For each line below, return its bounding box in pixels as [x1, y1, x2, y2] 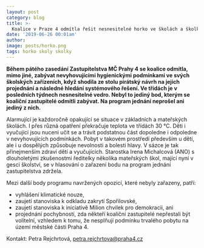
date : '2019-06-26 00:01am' [6, 32, 78, 38]
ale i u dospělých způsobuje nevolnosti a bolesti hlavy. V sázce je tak [6, 141, 179, 149]
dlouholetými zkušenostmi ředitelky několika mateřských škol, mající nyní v [6, 154, 194, 162]
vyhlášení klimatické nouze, [15, 191, 84, 198]
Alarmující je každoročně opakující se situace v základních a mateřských [6, 115, 188, 123]
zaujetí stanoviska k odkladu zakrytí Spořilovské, [15, 197, 137, 204]
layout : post [6, 9, 39, 15]
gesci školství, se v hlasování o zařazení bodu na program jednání [6, 160, 171, 168]
